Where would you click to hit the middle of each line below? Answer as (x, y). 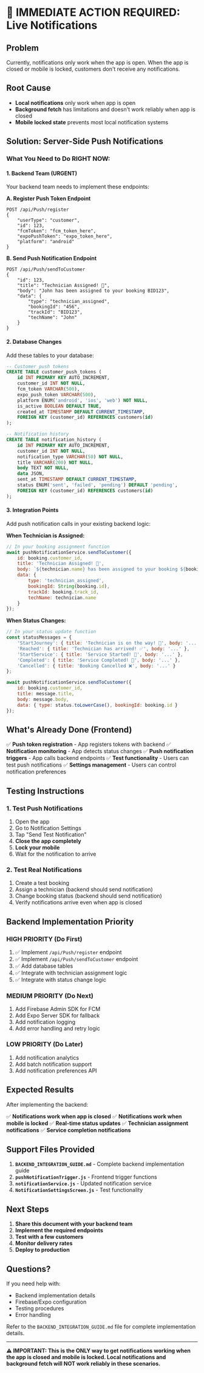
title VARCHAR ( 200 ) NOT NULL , (56, 463)
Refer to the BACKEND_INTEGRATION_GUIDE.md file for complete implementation (101, 1326)
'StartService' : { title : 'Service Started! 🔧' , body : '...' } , (100, 655)
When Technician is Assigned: (46, 535)
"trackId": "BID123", (56, 312)
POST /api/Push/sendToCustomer (46, 270)
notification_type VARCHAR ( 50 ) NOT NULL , (70, 456)
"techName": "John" (53, 318)
